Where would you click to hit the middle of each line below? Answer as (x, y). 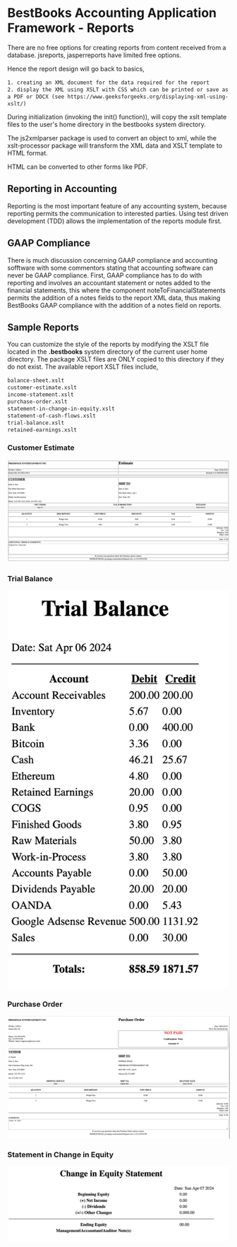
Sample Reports (43, 327)
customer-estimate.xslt (42, 388)
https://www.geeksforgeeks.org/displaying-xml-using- (148, 97)
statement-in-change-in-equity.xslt (61, 409)
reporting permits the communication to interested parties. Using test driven (118, 213)
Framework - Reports (71, 28)
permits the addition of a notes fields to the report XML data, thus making (114, 297)
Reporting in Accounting (62, 189)
